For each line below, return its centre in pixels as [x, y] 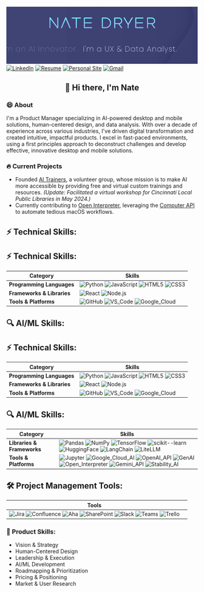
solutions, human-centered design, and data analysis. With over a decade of [102, 125]
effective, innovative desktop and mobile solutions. [70, 150]
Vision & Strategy [37, 544]
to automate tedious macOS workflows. [64, 212]
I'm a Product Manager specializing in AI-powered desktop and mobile [94, 118]
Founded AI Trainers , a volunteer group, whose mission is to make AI [101, 180]
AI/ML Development [40, 564]
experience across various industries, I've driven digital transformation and [100, 131]
